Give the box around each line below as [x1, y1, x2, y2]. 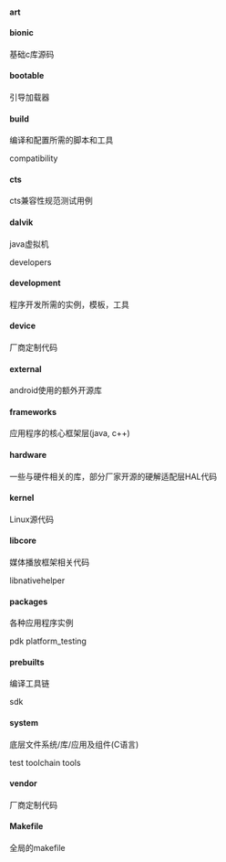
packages [9, 596, 48, 607]
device [9, 320, 36, 332]
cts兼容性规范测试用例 [9, 196, 93, 207]
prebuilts [9, 656, 45, 667]
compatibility [9, 153, 58, 164]
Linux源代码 [9, 514, 55, 525]
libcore [9, 535, 36, 547]
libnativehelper [9, 575, 66, 586]
